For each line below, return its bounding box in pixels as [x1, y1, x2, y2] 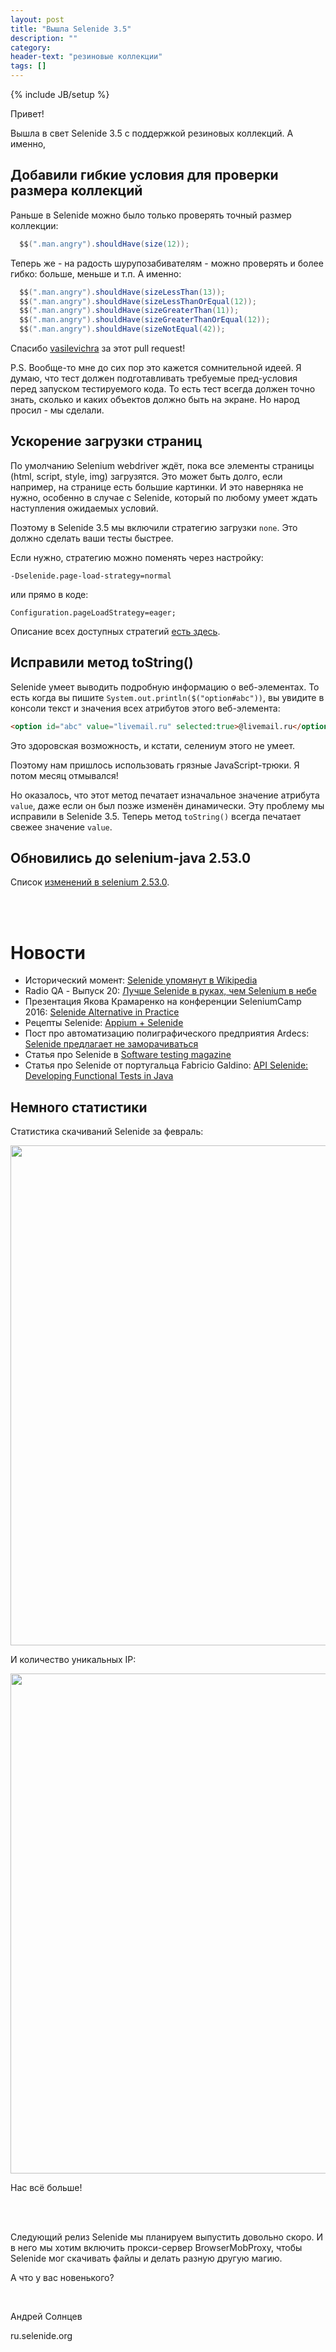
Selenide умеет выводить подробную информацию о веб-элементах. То [10, 681, 320, 693]
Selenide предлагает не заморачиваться [24, 1038, 199, 1050]
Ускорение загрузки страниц [10, 433, 203, 450]
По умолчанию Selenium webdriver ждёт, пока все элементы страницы [10, 459, 315, 471]
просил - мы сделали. [10, 404, 105, 416]
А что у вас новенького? [10, 2272, 115, 2284]
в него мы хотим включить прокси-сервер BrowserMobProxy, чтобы [10, 2242, 303, 2254]
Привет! [10, 108, 45, 120]
